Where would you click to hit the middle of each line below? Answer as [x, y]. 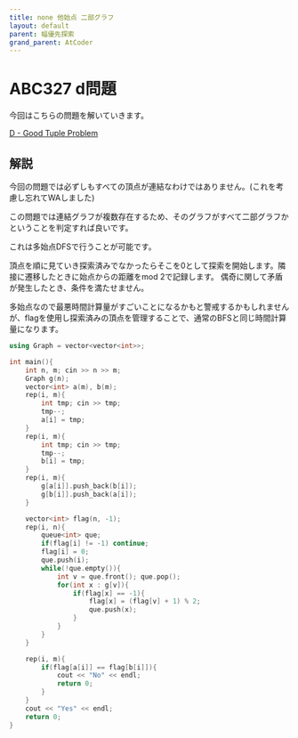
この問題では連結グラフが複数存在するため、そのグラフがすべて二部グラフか [149, 216]
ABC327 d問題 [63, 89]
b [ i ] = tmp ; [64, 461]
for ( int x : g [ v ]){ [93, 585]
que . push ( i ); [65, 560]
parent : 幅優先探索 [42, 34]
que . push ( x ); [113, 610]
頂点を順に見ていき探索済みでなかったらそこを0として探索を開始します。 [144, 265]
